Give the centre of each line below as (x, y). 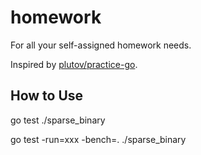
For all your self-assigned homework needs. (101, 45)
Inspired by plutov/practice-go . (74, 64)
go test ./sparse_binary (58, 120)
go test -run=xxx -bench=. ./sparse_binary (98, 139)
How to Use (47, 96)
